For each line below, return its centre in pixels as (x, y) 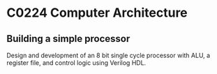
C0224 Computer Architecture (97, 13)
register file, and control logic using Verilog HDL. (76, 63)
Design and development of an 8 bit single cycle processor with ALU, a (108, 55)
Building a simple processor (68, 39)
